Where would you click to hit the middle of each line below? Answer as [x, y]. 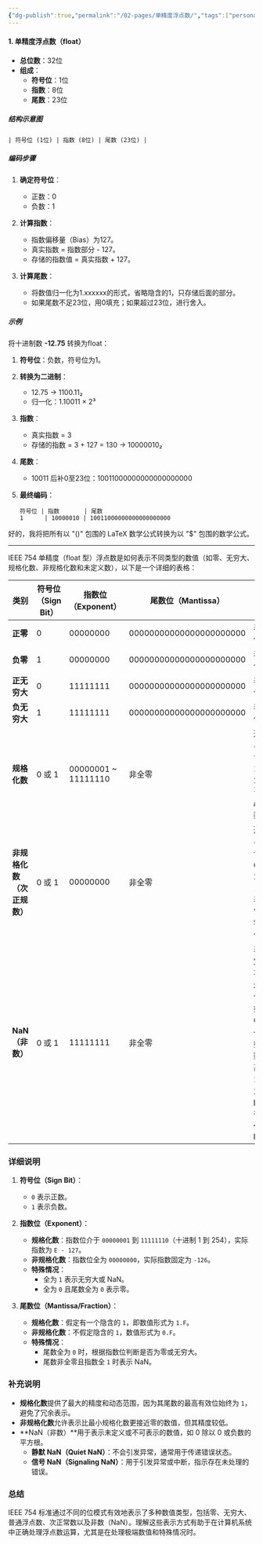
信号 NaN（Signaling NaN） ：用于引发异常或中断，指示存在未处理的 [140, 1462]
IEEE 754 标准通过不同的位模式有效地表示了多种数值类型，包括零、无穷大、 [130, 1512]
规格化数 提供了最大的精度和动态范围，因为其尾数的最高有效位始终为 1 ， [135, 1403]
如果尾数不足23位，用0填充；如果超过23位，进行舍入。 [121, 302]
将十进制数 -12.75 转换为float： [59, 343]
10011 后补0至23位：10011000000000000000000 [112, 478]
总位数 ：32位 [41, 60]
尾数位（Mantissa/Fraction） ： [69, 1306]
